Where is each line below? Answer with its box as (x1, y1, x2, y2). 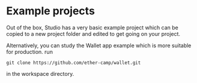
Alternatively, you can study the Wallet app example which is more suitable (6, 42, 192, 49)
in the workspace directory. (6, 70, 74, 77)
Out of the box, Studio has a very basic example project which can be (6, 24, 179, 31)
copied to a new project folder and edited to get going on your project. (6, 30, 181, 37)
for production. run (6, 48, 53, 55)
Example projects (6, 4, 95, 18)
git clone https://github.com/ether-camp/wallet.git (6, 60, 141, 66)
